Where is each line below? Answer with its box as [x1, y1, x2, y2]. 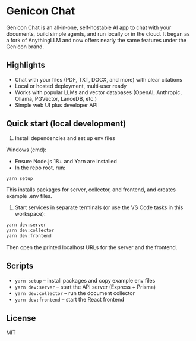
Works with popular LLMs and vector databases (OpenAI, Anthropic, [14, 88, 182, 96]
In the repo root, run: [14, 164, 66, 171]
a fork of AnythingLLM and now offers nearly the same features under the [6, 36, 187, 44]
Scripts [6, 261, 34, 271]
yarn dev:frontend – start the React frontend [14, 296, 125, 303]
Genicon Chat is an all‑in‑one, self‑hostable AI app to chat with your [6, 24, 172, 31]
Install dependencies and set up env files [14, 134, 116, 141]
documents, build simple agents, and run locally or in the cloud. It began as [6, 30, 190, 37]
